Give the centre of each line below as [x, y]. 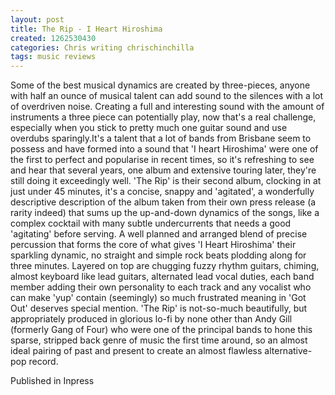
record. [43, 362]
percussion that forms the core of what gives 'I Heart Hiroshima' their [153, 245]
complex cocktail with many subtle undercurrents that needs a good [151, 223]
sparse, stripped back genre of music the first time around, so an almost [159, 340]
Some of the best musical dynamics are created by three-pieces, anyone [160, 85]
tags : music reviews [53, 57]
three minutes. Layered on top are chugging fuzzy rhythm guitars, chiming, [165, 266]
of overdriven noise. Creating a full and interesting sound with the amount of [167, 107]
